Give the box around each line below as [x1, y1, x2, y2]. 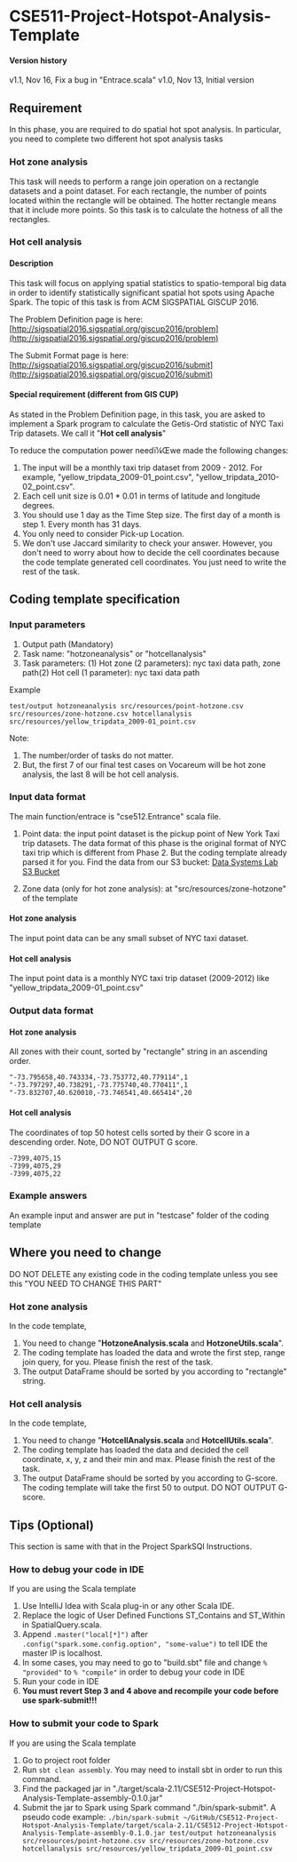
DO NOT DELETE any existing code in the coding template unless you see [9, 1268, 278, 1279]
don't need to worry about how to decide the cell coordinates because [21, 547, 280, 557]
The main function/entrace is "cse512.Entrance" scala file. [9, 811, 222, 821]
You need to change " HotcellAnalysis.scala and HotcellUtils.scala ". [21, 1435, 274, 1446]
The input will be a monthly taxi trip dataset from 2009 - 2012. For [21, 462, 263, 473]
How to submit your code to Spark [9, 1717, 160, 1730]
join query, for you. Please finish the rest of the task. [21, 1356, 214, 1367]
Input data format [9, 791, 86, 803]
